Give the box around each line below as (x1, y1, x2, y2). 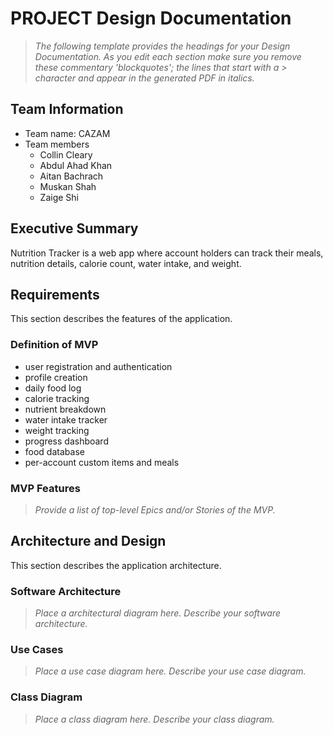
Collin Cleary (39, 148, 93, 161)
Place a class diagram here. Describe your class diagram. (34, 713, 275, 725)
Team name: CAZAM (24, 127, 111, 139)
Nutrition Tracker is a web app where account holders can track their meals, (10, 247, 324, 259)
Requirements (10, 286, 100, 303)
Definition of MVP (10, 338, 99, 352)
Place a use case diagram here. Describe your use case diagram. (34, 665, 307, 677)
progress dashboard (24, 435, 109, 447)
